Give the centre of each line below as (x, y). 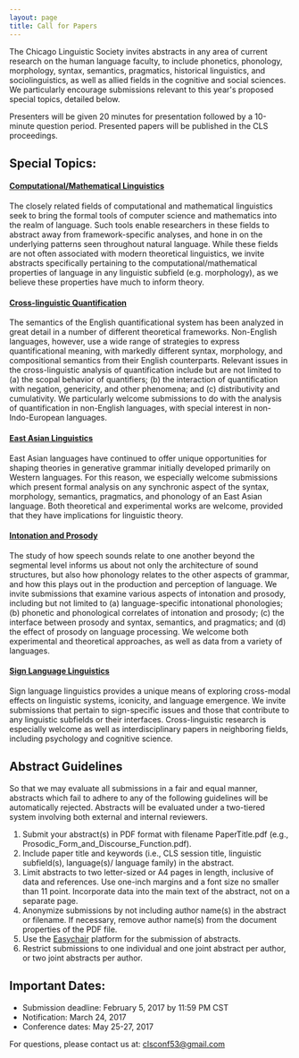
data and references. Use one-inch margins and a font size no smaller (150, 882)
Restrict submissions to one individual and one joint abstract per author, (154, 948)
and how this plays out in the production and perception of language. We (143, 584)
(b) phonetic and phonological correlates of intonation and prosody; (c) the (147, 612)
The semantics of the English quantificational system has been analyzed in (146, 322)
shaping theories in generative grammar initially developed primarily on (140, 467)
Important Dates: (57, 986)
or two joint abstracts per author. (82, 958)
